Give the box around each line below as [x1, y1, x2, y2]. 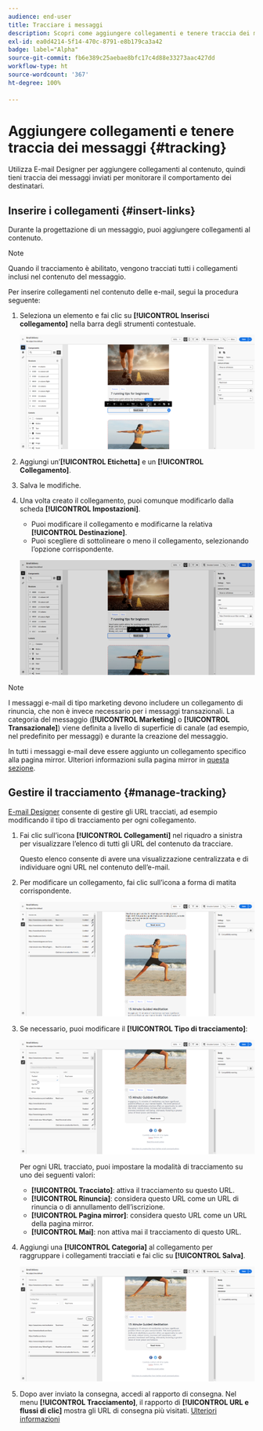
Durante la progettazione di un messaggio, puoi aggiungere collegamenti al [8, 225, 250, 235]
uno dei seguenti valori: [19, 1170, 95, 1180]
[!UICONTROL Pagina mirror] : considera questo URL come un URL [31, 1210, 247, 1221]
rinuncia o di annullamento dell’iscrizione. [31, 1202, 166, 1212]
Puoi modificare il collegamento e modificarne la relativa [31, 519, 213, 529]
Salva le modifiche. [19, 480, 81, 490]
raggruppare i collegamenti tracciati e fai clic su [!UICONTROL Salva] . [19, 1251, 246, 1261]
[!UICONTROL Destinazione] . [31, 527, 128, 537]
